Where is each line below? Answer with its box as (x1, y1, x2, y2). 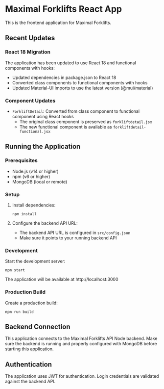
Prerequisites (5, 157, 38, 164)
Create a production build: (5, 300, 58, 306)
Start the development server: (5, 259, 66, 264)
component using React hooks (12, 113, 74, 119)
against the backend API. (5, 379, 56, 385)
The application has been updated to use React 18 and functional (5, 60, 136, 66)
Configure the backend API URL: (12, 220, 78, 226)
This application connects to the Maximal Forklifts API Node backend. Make (5, 336, 158, 341)
